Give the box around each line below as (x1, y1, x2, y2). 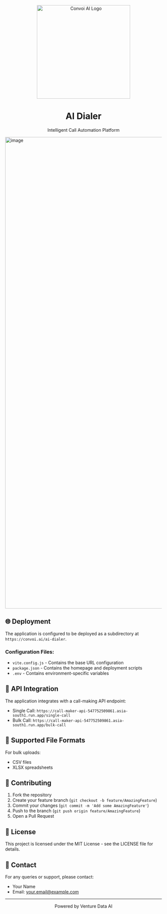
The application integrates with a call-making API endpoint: (5, 698, 126, 704)
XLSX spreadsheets (12, 764, 53, 770)
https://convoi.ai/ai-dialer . (5, 636, 67, 642)
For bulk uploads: (5, 749, 41, 755)
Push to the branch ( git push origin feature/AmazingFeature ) (12, 808, 141, 814)
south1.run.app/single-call (12, 713, 71, 718)
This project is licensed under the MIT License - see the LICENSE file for (5, 841, 153, 847)
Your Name (12, 884, 36, 890)
